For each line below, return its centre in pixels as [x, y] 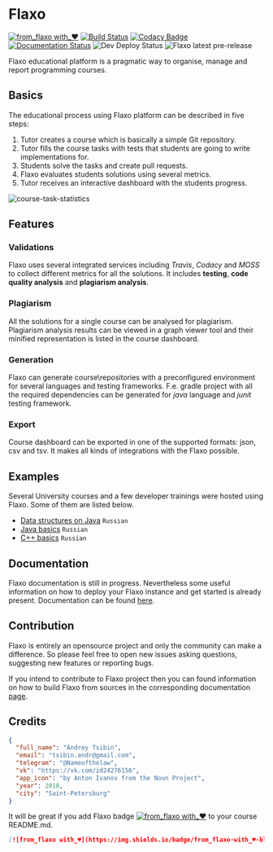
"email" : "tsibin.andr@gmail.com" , [76, 755]
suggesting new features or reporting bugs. [81, 663]
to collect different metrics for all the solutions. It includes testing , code [129, 274]
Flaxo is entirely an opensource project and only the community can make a [135, 645]
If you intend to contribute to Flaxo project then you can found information [132, 679]
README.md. [31, 825]
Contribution [41, 626]
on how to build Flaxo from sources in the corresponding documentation [130, 687]
